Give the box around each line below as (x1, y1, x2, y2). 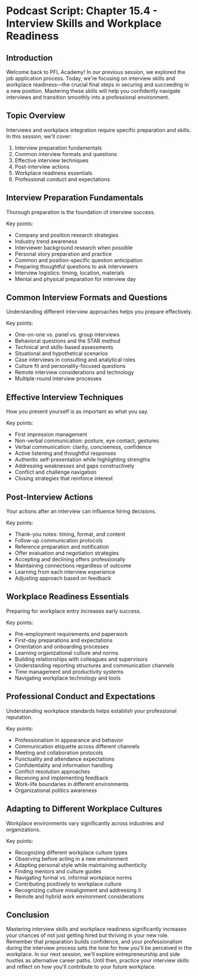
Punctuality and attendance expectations (14, 755, 115, 762)
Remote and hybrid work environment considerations (14, 893, 144, 900)
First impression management (14, 431, 87, 438)
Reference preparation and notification (14, 543, 109, 551)
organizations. (6, 826, 41, 833)
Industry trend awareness (14, 238, 78, 245)
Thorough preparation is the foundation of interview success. (6, 208, 155, 215)
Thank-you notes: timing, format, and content (14, 531, 126, 538)
